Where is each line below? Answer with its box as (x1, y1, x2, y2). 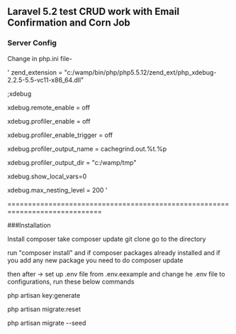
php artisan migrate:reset (7, 305, 82, 313)
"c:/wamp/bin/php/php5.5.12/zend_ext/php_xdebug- (64, 68, 217, 77)
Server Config (7, 38, 57, 48)
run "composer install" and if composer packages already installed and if (7, 248, 221, 257)
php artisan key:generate (7, 291, 81, 299)
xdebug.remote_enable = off (7, 103, 91, 112)
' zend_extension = (7, 68, 63, 77)
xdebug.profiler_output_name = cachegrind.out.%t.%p (7, 144, 167, 153)
